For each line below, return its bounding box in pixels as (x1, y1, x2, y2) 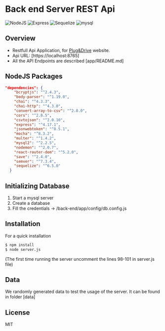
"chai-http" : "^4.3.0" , (14, 104, 63, 109)
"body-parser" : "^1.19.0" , (14, 95, 70, 99)
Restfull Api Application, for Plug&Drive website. (12, 47, 110, 53)
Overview (5, 34, 36, 43)
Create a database (12, 200, 50, 206)
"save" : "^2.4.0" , (14, 154, 52, 159)
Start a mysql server (12, 195, 54, 201)
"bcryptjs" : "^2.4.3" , (14, 90, 61, 95)
